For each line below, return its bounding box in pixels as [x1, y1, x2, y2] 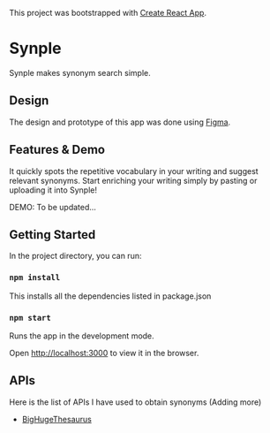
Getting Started [9, 227, 96, 242]
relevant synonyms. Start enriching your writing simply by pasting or [9, 175, 258, 186]
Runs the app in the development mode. [9, 330, 154, 341]
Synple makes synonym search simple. [9, 67, 152, 78]
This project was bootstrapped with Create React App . [9, 8, 207, 18]
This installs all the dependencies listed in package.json [9, 291, 212, 301]
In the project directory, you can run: [9, 251, 142, 262]
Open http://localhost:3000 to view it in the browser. [9, 347, 199, 358]
